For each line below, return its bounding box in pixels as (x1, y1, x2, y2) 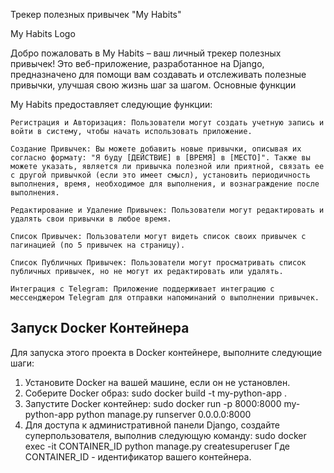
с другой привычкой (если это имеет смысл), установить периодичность (10, 170, 311, 180)
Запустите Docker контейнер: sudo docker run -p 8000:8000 (24, 397, 282, 409)
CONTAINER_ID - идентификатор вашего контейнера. (24, 450, 252, 463)
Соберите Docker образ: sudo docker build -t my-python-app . (24, 387, 288, 399)
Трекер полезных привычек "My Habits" (10, 9, 182, 20)
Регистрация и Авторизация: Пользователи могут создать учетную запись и (10, 118, 325, 128)
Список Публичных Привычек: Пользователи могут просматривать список (10, 258, 307, 268)
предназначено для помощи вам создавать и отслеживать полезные (10, 69, 307, 80)
